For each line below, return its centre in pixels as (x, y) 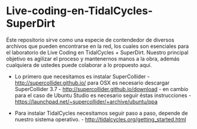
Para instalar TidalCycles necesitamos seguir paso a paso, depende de (101, 113)
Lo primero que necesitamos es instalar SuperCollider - (82, 76)
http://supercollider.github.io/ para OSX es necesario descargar (92, 83)
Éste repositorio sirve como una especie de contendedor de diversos (90, 40)
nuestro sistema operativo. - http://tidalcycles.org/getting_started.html (100, 119)
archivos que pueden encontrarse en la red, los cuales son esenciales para (98, 46)
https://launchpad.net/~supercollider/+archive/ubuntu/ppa (86, 101)
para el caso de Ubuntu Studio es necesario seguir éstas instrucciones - (103, 95)
